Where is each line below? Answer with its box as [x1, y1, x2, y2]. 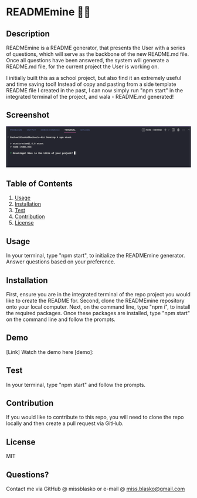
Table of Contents [6, 179, 73, 189]
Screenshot [6, 110, 50, 120]
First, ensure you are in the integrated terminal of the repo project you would [6, 290, 191, 298]
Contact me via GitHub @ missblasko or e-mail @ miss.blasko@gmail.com [6, 485, 185, 493]
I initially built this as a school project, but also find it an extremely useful [6, 75, 182, 81]
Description [6, 29, 50, 39]
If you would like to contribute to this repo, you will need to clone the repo [6, 414, 184, 421]
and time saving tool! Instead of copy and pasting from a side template [6, 81, 176, 88]
